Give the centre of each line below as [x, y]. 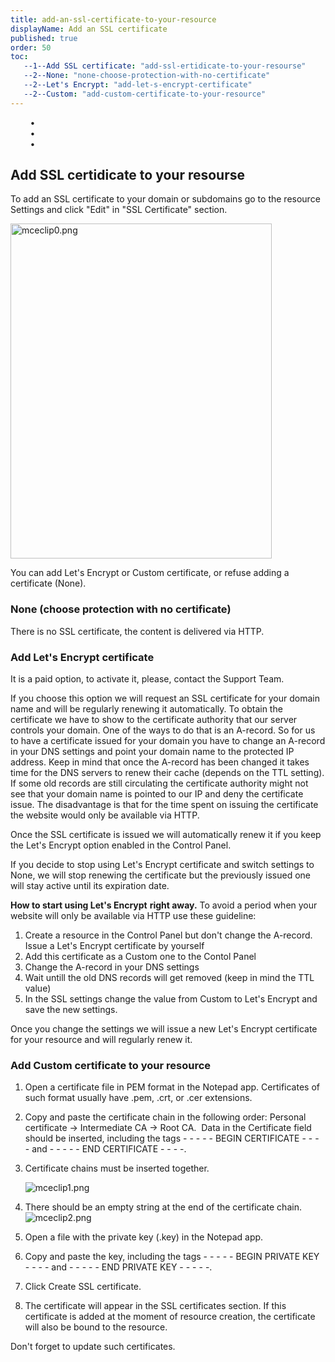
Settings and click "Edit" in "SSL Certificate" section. [119, 210]
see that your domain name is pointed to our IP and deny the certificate [157, 794]
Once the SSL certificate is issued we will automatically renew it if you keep [166, 835]
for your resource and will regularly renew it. [101, 1040]
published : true [44, 38]
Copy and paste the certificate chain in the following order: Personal [165, 1117]
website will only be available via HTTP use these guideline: [133, 916]
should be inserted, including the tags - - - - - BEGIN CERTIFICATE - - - [172, 1138]
